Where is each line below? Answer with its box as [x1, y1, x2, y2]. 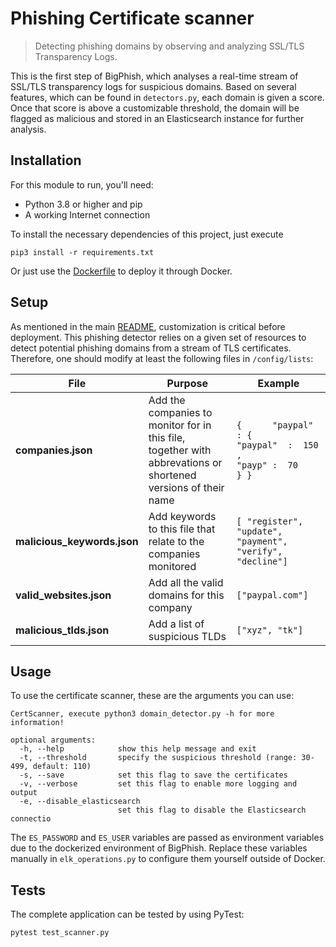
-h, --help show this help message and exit [19, 744, 257, 754]
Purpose [166, 376, 208, 390]
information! [10, 718, 65, 728]
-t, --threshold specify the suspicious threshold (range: [19, 753, 298, 763]
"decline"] [236, 555, 288, 567]
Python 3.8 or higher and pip [24, 198, 143, 210]
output [10, 788, 38, 798]
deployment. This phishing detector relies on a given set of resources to [10, 331, 307, 343]
